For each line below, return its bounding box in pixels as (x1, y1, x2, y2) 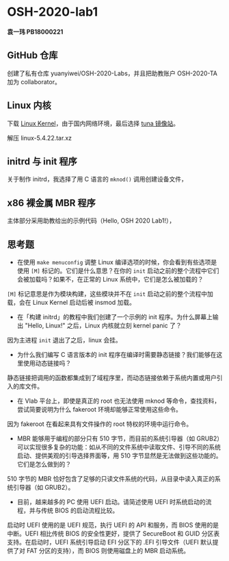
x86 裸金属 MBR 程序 (7, 197, 96, 209)
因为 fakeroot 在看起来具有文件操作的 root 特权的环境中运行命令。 (7, 420, 193, 428)
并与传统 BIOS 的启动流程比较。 (29, 506, 119, 514)
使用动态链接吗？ (23, 359, 72, 367)
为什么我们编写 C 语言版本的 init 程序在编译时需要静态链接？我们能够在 (16, 351, 217, 358)
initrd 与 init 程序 (7, 155, 77, 167)
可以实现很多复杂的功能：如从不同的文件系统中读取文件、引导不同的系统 (16, 443, 221, 451)
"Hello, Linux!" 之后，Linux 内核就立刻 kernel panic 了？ (25, 321, 183, 329)
